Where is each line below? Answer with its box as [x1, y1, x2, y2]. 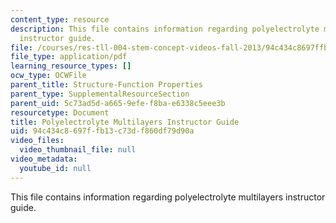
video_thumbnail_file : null [19, 145, 137, 155]
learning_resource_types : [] [10, 61, 132, 71]
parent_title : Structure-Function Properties [10, 80, 203, 90]
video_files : [10, 136, 65, 146]
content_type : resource [10, 14, 110, 25]
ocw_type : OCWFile [10, 71, 87, 81]
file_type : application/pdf [10, 52, 128, 62]
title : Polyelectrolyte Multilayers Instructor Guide [10, 117, 240, 127]
